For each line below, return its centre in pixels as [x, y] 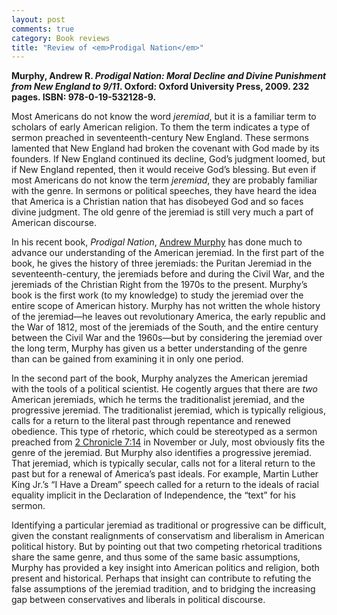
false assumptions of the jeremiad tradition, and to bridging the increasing [163, 589]
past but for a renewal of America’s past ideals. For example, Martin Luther [165, 474]
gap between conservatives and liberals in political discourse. [138, 600]
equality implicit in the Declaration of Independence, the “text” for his [153, 495]
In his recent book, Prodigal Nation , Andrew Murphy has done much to [157, 242]
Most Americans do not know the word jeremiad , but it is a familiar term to [164, 117]
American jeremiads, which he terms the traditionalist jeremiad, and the [158, 400]
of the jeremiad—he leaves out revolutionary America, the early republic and [168, 317]
